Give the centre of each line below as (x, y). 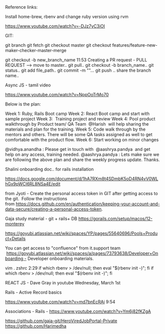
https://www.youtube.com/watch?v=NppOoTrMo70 (57, 95)
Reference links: (21, 7)
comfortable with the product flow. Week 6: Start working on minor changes (82, 140)
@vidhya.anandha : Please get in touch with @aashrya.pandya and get (78, 149)
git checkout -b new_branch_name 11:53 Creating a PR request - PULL (76, 60)
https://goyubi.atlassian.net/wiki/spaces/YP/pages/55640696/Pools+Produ (82, 233)
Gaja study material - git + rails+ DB (41, 219)
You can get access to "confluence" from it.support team (63, 248)
